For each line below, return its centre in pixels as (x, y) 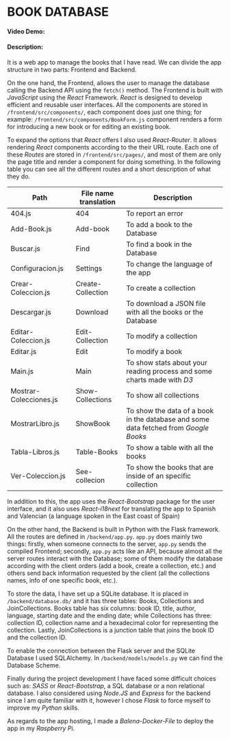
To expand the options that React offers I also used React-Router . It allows (112, 140)
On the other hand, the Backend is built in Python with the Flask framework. (114, 529)
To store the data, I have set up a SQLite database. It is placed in (98, 594)
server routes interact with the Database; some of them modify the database (115, 558)
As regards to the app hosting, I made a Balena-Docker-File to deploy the (111, 720)
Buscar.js (26, 248)
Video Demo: (26, 31)
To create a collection (161, 288)
